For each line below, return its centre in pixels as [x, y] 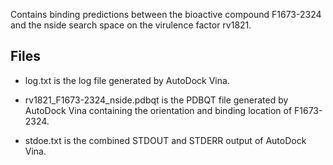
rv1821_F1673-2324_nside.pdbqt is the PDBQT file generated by [156, 100]
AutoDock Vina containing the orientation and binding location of [158, 110]
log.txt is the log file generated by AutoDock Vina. [127, 80]
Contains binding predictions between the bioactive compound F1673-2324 [166, 14]
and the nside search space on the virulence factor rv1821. [131, 25]
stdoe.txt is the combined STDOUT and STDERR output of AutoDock [165, 140]
